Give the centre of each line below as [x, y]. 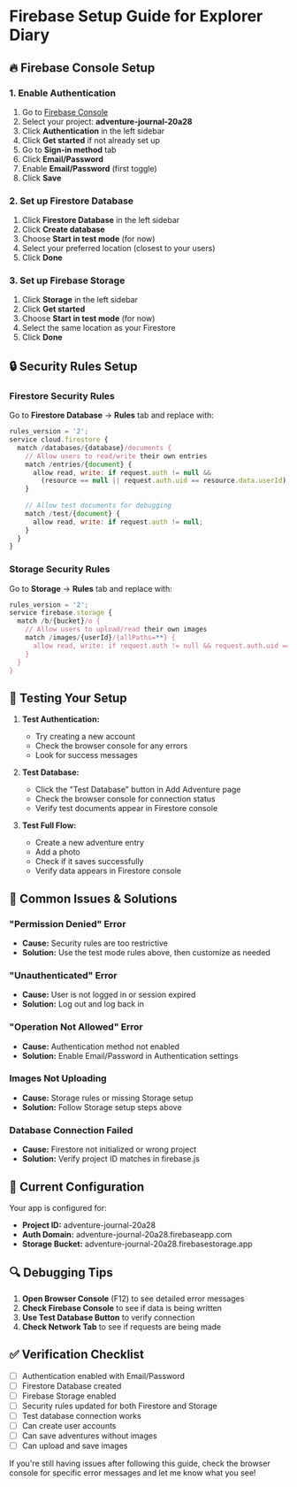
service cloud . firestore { [59, 440]
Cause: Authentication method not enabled [100, 1046]
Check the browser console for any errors [111, 746]
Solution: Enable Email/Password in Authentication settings [130, 1055]
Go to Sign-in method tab [69, 149]
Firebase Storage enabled [69, 1396]
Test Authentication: [61, 719]
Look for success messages [87, 755]
